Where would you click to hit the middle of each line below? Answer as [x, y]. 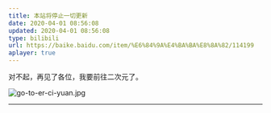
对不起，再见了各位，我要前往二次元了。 [75, 77]
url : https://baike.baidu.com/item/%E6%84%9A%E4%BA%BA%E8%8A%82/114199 [131, 46]
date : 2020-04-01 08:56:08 [54, 23]
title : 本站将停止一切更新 [48, 16]
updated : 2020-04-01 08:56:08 [59, 30]
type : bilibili [34, 38]
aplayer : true [32, 53]
